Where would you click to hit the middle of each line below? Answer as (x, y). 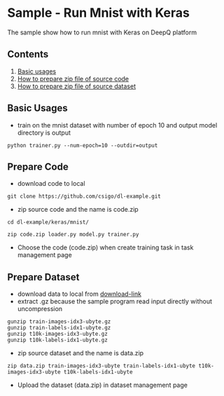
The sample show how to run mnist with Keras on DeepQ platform (102, 32)
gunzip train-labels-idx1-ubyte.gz (59, 328)
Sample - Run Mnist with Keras (99, 13)
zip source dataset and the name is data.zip (80, 353)
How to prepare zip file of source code (73, 78)
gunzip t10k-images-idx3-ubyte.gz (58, 334)
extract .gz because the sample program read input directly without (114, 301)
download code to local (51, 184)
